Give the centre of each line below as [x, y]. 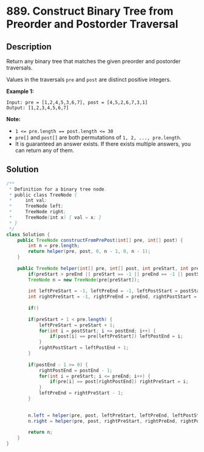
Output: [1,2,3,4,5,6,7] [38, 108]
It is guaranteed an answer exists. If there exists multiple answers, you [103, 144]
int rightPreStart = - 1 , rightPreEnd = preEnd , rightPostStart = [113, 297]
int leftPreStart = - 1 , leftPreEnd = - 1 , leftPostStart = [103, 291]
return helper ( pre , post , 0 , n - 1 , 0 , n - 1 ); [89, 252]
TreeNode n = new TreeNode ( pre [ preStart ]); [84, 280]
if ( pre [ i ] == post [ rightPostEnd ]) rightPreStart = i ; [119, 382]
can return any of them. [45, 150]
